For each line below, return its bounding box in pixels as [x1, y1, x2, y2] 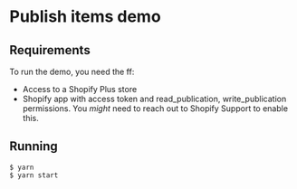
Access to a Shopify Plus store [22, 84, 138, 94]
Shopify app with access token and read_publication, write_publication [22, 93, 287, 104]
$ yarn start [9, 170, 59, 180]
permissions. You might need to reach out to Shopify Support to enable [22, 103, 288, 114]
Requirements [9, 43, 91, 58]
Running [9, 138, 59, 155]
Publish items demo [9, 6, 161, 27]
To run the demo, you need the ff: [9, 66, 135, 77]
